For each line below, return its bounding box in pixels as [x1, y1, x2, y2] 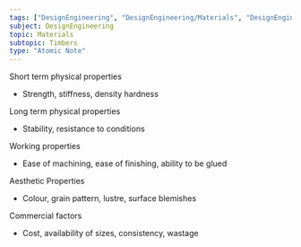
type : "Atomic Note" [9, 47, 87, 56]
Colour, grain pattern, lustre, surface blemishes [21, 193, 197, 204]
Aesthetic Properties [9, 176, 85, 187]
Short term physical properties [9, 71, 123, 82]
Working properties [9, 141, 81, 152]
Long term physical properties [9, 106, 121, 117]
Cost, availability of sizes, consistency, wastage [21, 228, 199, 239]
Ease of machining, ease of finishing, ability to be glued [21, 158, 228, 169]
